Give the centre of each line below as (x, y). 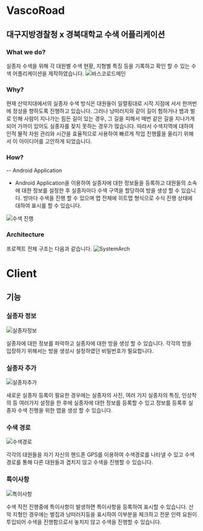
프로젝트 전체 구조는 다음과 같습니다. (49, 248)
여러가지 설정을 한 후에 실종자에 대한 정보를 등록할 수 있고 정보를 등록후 (103, 403)
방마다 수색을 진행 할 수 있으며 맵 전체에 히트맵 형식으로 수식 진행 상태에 (108, 198)
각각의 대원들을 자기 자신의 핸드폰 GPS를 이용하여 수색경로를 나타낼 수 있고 (95, 455)
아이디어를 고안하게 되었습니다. (55, 141)
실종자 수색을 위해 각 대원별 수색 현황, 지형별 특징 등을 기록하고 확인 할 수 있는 (98, 66)
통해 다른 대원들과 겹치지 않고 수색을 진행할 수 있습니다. (88, 462)
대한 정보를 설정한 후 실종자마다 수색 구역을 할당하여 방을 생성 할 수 (101, 191)
